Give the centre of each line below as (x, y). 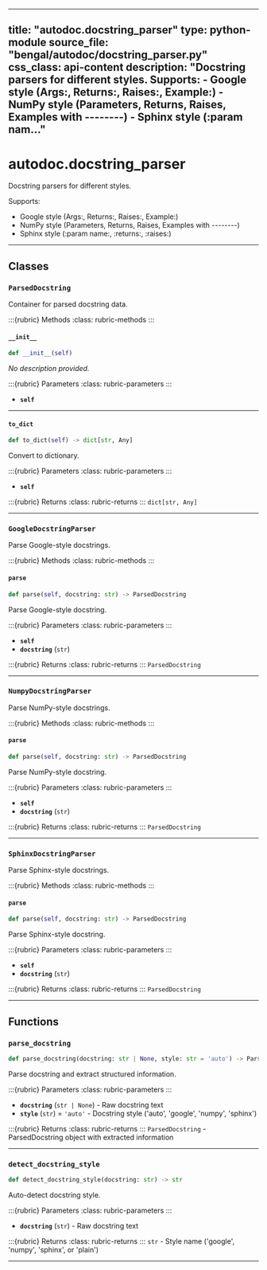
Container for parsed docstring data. (68, 304)
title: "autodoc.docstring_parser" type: (108, 30)
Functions (34, 1021)
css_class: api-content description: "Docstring (127, 67)
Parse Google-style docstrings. (60, 545)
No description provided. (49, 369)
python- (230, 30)
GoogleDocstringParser (52, 529)
